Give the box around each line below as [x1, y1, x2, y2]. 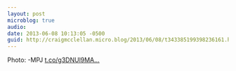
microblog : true [7, 17, 55, 24]
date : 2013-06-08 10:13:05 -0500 [7, 30, 105, 37]
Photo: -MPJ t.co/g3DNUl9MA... [7, 56, 100, 64]
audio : [7, 23, 27, 30]
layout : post [7, 10, 46, 18]
